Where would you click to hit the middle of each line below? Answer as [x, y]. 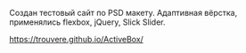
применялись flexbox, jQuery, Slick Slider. [87, 22]
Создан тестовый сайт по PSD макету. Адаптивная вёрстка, [123, 13]
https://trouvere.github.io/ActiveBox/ [77, 39]
